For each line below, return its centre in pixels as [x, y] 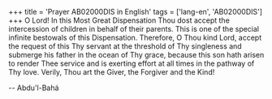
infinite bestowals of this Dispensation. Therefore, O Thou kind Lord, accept [135, 37]
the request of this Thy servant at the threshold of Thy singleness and [125, 46]
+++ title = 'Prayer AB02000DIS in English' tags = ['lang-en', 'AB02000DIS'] [135, 12]
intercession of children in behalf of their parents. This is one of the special [134, 29]
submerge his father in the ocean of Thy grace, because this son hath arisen [136, 55]
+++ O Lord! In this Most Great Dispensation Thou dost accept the [119, 20]
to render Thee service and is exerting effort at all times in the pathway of [132, 63]
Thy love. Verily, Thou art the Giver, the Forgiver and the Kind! [112, 72]
